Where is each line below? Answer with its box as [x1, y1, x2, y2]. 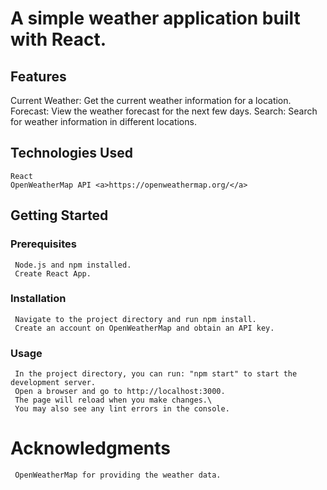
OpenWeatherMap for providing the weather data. [14, 470, 222, 481]
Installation [10, 292, 67, 306]
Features [10, 68, 67, 85]
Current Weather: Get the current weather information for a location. [10, 95, 292, 106]
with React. [10, 28, 107, 51]
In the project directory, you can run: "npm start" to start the [14, 369, 298, 379]
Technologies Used [10, 145, 133, 162]
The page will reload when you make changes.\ [14, 395, 213, 406]
